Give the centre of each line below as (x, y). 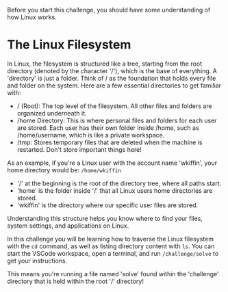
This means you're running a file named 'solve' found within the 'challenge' (113, 274)
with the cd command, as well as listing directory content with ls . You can (111, 246)
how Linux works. (32, 17)
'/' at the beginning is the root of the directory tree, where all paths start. (119, 183)
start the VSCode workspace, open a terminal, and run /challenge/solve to (113, 253)
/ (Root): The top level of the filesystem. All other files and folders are (114, 106)
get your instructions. (37, 261)
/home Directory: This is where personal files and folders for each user (117, 120)
